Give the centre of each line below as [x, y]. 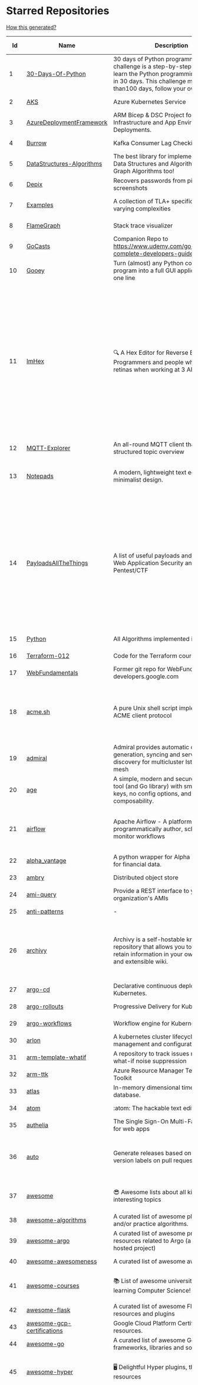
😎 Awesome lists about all [149, 1192]
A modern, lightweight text [150, 472]
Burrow [37, 143]
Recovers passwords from [149, 180]
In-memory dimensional [147, 1087]
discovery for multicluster [148, 761]
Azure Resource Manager [148, 1070]
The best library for [140, 156]
